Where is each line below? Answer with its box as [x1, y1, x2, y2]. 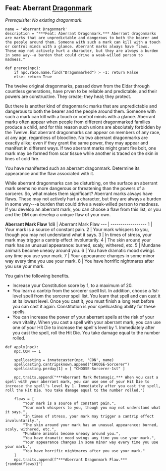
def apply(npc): [5, 344, 39, 349]
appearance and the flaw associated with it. [5, 170, 95, 176]
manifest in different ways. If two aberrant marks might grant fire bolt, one [5, 145, 157, 151]
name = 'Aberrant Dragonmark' [5, 27, 68, 32]
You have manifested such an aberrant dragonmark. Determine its [5, 165, 140, 171]
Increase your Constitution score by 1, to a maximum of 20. [12, 282, 133, 288]
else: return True [14, 74, 52, 79]
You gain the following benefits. [5, 273, 70, 279]
